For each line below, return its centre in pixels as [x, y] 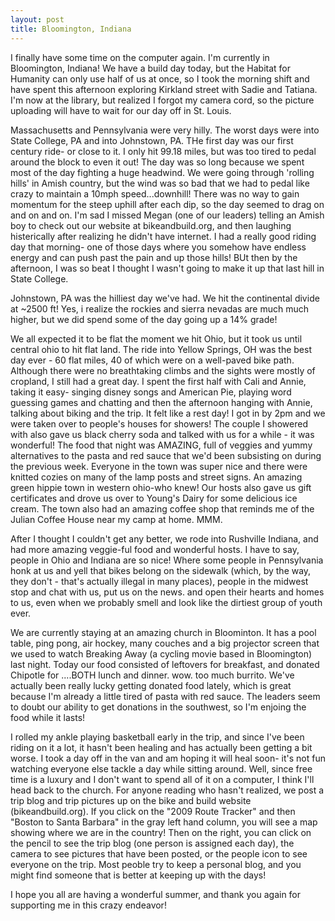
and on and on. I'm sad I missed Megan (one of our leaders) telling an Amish [167, 215]
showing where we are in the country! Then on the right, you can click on [161, 832]
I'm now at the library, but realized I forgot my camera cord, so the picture [162, 100]
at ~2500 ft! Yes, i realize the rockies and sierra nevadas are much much [159, 308]
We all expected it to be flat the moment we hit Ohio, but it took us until [156, 338]
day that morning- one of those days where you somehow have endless [158, 247]
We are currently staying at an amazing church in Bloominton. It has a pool [163, 632]
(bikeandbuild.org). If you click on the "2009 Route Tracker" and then [153, 811]
